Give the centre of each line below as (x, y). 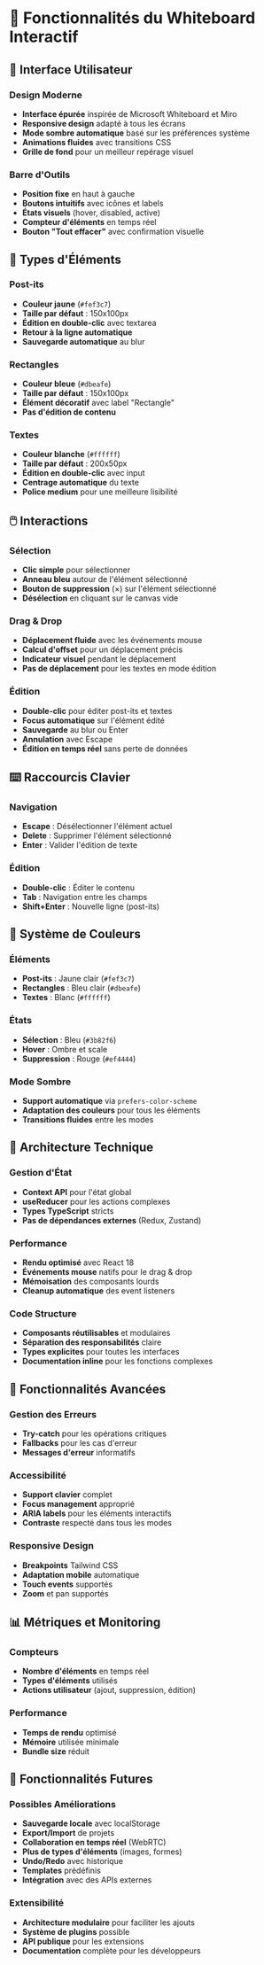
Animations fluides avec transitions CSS (97, 142)
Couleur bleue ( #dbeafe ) (66, 384)
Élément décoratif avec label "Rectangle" (98, 403)
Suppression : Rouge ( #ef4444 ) (79, 1059)
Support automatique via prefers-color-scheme (109, 1101)
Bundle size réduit (56, 1751)
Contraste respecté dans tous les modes (97, 1523)
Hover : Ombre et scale (65, 1049)
